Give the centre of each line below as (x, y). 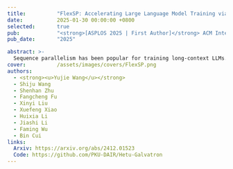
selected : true (38, 26)
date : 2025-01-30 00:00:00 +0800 (71, 20)
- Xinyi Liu (31, 104)
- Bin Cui (27, 136)
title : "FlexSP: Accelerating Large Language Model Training (111, 14)
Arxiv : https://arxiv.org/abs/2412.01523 (74, 149)
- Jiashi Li (31, 123)
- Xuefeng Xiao (35, 110)
